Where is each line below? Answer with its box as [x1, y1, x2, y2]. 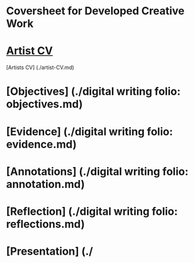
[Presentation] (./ [6, 245, 93, 258]
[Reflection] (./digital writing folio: [6, 205, 178, 218]
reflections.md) [6, 217, 85, 231]
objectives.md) [6, 97, 83, 111]
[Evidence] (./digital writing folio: [6, 125, 173, 138]
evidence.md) [6, 137, 77, 151]
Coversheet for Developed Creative [6, 4, 185, 18]
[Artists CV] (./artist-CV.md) [6, 64, 74, 71]
